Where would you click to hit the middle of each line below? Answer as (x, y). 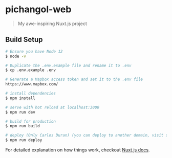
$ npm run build (23, 126)
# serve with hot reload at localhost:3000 (52, 107)
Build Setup (24, 40)
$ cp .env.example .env (31, 70)
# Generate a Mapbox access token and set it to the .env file (74, 80)
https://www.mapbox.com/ (32, 84)
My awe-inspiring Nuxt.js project (52, 24)
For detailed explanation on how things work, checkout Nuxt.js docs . (78, 150)
